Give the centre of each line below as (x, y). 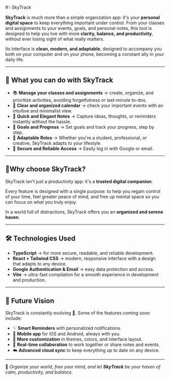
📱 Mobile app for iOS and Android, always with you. (66, 334)
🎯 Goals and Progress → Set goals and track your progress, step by (83, 127)
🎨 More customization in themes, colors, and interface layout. (77, 339)
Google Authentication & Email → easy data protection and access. (83, 269)
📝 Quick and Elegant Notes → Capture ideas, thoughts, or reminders (84, 116)
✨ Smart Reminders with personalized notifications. (67, 328)
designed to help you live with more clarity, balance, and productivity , (79, 33)
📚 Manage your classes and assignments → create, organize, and (83, 93)
